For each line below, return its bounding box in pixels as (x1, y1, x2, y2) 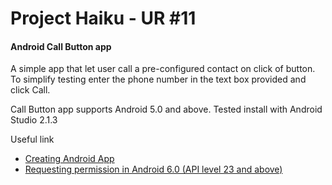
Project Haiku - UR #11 (10, 7, 197, 30)
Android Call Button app (10, 40, 112, 52)
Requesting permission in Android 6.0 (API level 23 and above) (24, 163, 283, 176)
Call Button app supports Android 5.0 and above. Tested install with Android (10, 103, 323, 116)
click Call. (10, 84, 51, 96)
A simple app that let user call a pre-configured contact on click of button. (10, 63, 316, 75)
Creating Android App (24, 153, 115, 165)
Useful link (10, 133, 55, 146)
